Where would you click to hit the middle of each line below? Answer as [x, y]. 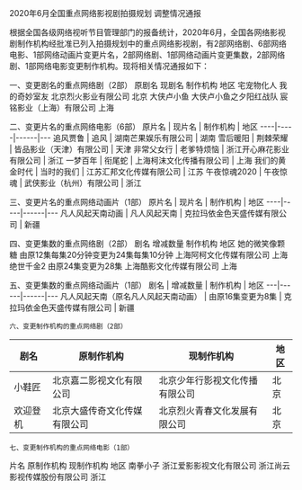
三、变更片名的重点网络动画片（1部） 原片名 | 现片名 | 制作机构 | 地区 [137, 202]
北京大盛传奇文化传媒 [98, 410]
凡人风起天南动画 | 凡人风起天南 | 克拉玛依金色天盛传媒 [161, 213]
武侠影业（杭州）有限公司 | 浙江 [83, 183]
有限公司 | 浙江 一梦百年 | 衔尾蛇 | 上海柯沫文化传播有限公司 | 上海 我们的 [144, 160]
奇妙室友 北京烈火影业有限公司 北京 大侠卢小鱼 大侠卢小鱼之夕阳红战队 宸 [152, 96]
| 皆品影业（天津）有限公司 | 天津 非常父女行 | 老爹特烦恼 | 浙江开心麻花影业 [150, 149]
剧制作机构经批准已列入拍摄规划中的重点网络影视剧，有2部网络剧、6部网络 [148, 44]
